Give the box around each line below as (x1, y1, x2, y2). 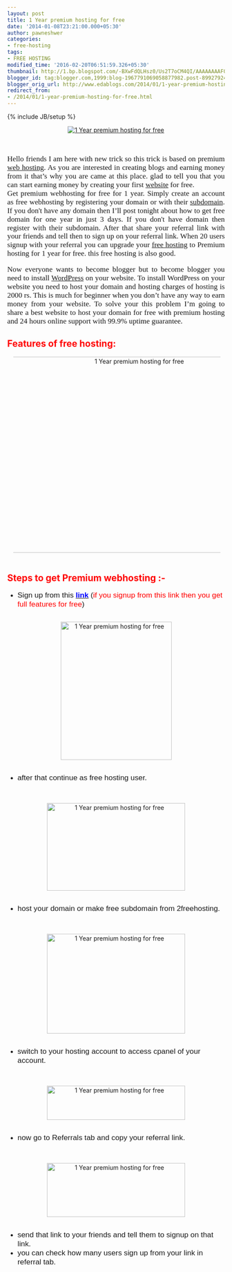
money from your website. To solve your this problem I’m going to (7, 300, 225, 308)
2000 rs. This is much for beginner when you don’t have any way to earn (7, 291, 225, 300)
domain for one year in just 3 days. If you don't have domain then (7, 215, 225, 224)
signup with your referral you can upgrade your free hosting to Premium (7, 240, 225, 249)
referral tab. (17, 1257, 57, 1267)
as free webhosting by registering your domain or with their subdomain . (7, 197, 225, 206)
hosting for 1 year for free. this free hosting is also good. (7, 249, 176, 258)
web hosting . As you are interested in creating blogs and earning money (7, 163, 225, 172)
